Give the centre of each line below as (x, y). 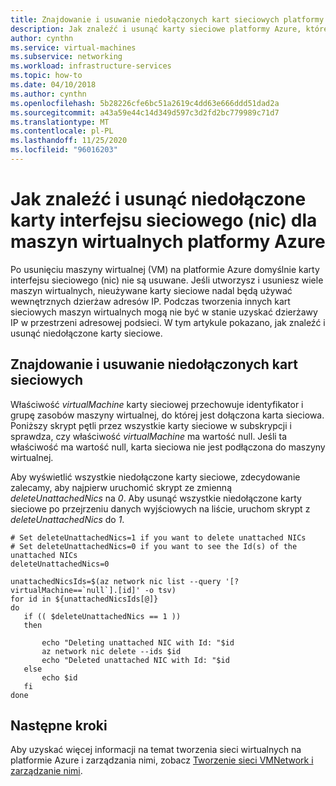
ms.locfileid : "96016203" (64, 150)
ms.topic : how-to (46, 76)
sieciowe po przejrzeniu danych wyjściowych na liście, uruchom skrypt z (160, 508)
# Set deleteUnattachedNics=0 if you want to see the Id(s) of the (154, 546)
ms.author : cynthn (48, 94)
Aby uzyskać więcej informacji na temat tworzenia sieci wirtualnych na (156, 750)
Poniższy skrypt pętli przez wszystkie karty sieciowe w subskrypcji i (151, 425)
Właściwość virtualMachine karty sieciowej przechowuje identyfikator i (157, 404)
